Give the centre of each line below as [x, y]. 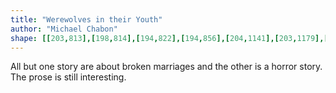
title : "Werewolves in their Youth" [86, 19]
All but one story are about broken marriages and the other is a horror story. [166, 67]
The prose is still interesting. [68, 77]
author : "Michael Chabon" [64, 29]
